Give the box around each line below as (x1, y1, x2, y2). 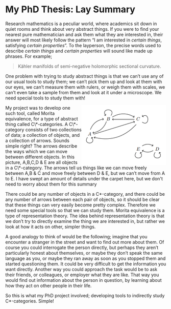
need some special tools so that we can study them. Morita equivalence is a (5, 207, 165, 213)
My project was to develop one (5, 105, 70, 111)
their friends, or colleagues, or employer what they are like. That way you (5, 272, 159, 278)
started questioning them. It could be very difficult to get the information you (5, 260, 166, 267)
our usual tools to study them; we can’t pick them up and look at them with (5, 78, 162, 85)
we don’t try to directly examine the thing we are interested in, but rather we (5, 218, 165, 224)
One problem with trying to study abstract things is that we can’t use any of (5, 73, 164, 79)
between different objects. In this (5, 154, 75, 160)
